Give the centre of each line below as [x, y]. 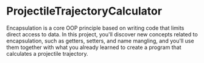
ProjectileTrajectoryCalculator [84, 11]
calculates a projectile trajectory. [47, 53]
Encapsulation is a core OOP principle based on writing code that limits [95, 28]
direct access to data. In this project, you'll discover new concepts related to [102, 34]
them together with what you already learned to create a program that [94, 47]
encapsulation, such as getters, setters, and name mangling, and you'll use [100, 41]
